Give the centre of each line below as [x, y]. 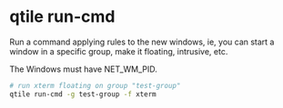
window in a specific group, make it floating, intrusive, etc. [119, 51]
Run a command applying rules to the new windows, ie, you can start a [142, 42]
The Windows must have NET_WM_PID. [83, 69]
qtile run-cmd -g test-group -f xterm [83, 94]
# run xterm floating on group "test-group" [95, 85]
